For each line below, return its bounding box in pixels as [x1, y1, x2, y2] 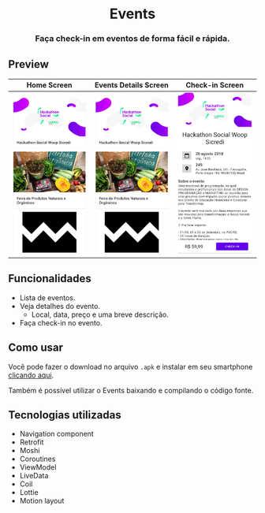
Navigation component [19, 429, 95, 439]
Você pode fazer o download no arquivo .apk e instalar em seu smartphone [8, 362, 253, 371]
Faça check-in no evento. [19, 318, 103, 327]
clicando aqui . [8, 370, 54, 380]
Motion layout [19, 496, 65, 506]
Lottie [19, 488, 39, 497]
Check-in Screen [185, 80, 244, 90]
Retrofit [19, 437, 44, 447]
